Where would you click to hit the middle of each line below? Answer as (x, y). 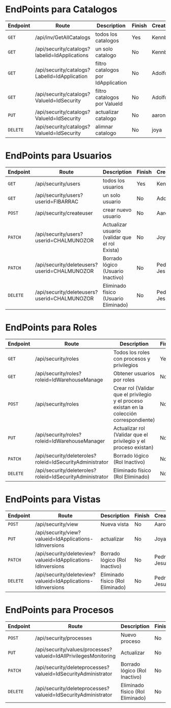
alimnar (104, 127)
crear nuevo (117, 210)
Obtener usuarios (134, 373)
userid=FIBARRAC (57, 201)
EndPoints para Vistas (53, 499)
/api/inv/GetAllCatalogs (63, 37)
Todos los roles (132, 352)
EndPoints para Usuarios (59, 156)
